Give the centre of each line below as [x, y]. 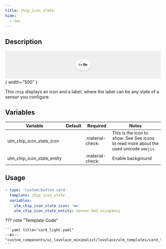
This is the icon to [130, 133]
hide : [11, 16]
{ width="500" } [21, 82]
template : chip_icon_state [37, 195]
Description [23, 41]
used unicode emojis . [134, 149]
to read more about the [135, 143]
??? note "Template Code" [32, 220]
